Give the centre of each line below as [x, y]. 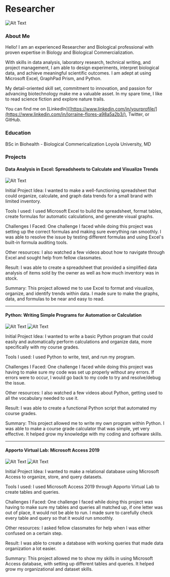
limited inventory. [23, 201]
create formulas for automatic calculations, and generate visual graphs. [80, 216]
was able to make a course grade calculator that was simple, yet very [77, 428]
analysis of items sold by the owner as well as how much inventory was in [82, 273]
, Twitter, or [138, 114]
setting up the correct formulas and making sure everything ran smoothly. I [83, 231]
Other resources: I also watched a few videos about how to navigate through [85, 252]
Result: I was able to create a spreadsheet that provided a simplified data [81, 267]
